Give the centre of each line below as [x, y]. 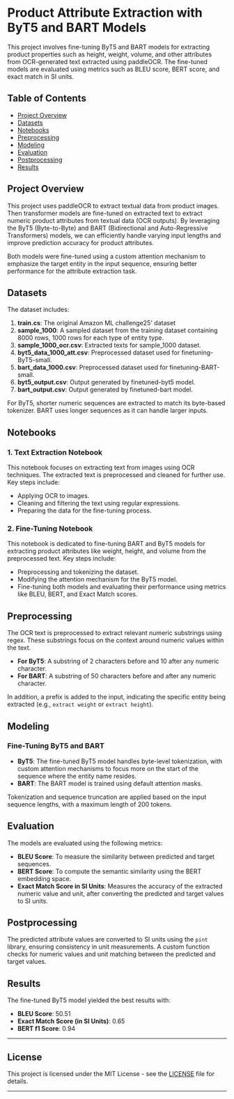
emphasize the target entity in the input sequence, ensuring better [102, 263]
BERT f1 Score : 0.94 [46, 1029]
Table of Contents [47, 99]
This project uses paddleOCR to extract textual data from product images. [113, 205]
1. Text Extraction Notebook [55, 452]
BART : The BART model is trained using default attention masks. [110, 783]
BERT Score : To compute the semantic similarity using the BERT [109, 871]
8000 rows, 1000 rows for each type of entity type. [91, 338]
